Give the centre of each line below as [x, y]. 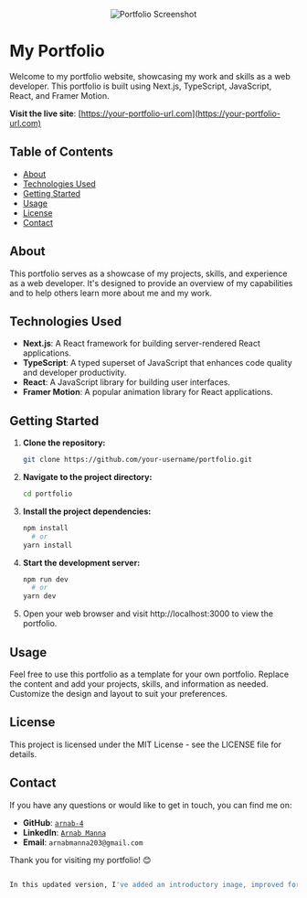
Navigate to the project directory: [87, 477]
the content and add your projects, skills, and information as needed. [139, 684]
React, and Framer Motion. [59, 95]
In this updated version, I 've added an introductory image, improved [147, 884]
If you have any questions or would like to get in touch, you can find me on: [151, 805]
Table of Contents [62, 152]
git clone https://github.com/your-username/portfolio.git [138, 460]
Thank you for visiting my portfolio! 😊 [80, 860]
